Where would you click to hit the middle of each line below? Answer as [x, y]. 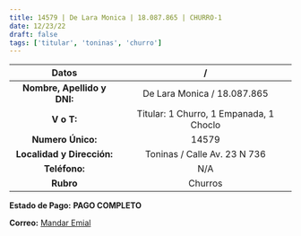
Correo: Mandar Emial [50, 223]
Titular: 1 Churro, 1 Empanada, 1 [206, 114]
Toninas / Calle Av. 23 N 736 [205, 154]
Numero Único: [64, 140]
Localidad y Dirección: [64, 154]
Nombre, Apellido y [64, 88]
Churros [205, 183]
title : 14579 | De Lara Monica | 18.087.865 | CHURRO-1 [116, 17]
